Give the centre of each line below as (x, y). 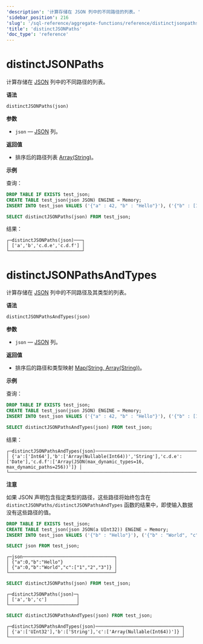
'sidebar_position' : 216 (37, 18)
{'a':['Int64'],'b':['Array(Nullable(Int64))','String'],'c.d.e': (97, 456)
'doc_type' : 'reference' (37, 35)
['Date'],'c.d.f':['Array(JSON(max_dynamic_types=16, (76, 462)
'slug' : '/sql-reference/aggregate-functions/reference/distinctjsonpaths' (104, 23)
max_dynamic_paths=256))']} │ (44, 467)
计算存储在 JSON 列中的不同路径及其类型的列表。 (68, 293)
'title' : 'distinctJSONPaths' (44, 29)
